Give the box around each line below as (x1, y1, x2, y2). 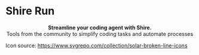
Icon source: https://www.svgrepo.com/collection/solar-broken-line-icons (5, 42, 188, 49)
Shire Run (5, 4, 55, 18)
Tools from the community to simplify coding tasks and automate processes (6, 30, 194, 37)
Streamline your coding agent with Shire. (48, 24, 152, 31)
